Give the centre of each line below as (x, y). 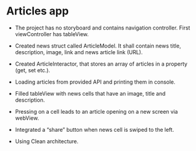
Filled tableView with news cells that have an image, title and (90, 93)
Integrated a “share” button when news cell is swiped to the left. (94, 129)
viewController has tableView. (52, 34)
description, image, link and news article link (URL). (79, 52)
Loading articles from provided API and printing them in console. (95, 82)
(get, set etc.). (32, 70)
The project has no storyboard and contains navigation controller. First (103, 28)
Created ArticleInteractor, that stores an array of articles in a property (101, 64)
